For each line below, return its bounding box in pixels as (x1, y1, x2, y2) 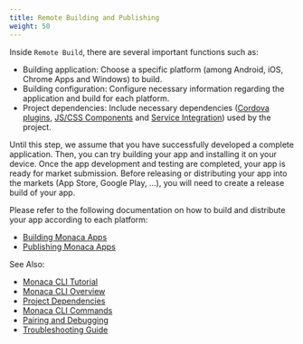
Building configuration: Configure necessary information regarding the (22, 83, 285, 94)
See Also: (9, 258, 45, 269)
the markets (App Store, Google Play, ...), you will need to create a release (9, 177, 285, 188)
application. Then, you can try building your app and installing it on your (9, 148, 278, 159)
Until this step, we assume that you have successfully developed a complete (9, 139, 294, 150)
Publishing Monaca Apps (22, 241, 116, 252)
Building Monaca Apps (22, 231, 108, 242)
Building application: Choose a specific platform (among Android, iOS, (22, 64, 284, 75)
